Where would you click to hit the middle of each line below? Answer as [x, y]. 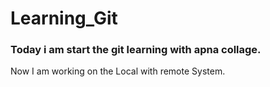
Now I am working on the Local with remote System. [118, 71]
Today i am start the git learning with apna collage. [136, 50]
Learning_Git [64, 18]
